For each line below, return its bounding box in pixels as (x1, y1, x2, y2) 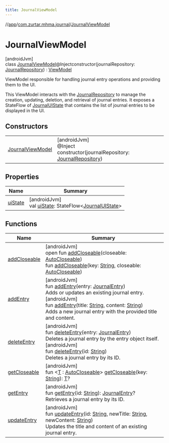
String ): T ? (45, 375, 70, 382)
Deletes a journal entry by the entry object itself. (45, 335, 159, 342)
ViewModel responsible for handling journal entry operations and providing (5, 76, 161, 82)
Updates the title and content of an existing (45, 423, 147, 430)
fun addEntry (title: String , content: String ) (45, 302, 143, 309)
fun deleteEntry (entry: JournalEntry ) (45, 329, 131, 336)
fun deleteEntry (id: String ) (45, 348, 107, 355)
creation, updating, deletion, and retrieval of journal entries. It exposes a (5, 96, 155, 103)
